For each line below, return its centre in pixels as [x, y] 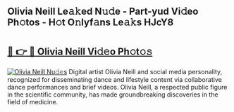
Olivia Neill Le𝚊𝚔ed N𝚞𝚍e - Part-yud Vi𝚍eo [103, 12]
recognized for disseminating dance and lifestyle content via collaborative [115, 79]
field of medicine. [33, 102]
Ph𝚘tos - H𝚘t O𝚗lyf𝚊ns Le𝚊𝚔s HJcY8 [91, 23]
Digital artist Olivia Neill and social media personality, [146, 72]
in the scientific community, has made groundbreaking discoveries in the [113, 94]
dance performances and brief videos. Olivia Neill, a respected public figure [117, 87]
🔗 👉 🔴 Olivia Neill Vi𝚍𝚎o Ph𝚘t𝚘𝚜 [80, 51]
